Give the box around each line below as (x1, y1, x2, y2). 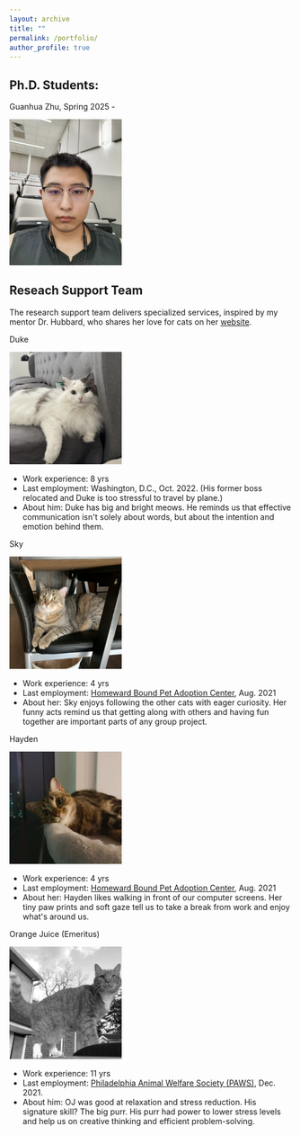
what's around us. (22, 911, 90, 922)
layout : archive (9, 14, 70, 23)
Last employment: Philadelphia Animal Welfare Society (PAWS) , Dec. (22, 1077, 277, 1088)
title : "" (9, 23, 47, 33)
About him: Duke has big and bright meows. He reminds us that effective (22, 502, 292, 513)
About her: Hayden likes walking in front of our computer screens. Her (22, 891, 283, 903)
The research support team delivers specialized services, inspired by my (9, 307, 278, 317)
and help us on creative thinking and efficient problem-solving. (22, 1115, 255, 1126)
